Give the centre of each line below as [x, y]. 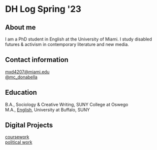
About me [20, 27]
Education [21, 93]
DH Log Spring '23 [43, 9]
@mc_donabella [21, 77]
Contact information [37, 60]
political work [19, 142]
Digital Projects [29, 125]
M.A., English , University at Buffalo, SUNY [47, 110]
